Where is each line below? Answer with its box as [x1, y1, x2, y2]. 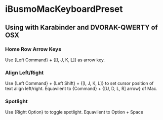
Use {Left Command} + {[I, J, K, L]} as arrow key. [5, 57, 105, 63]
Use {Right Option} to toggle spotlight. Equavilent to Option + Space [5, 109, 143, 115]
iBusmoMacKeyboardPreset [5, 3, 123, 15]
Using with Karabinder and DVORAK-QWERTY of [5, 23, 158, 32]
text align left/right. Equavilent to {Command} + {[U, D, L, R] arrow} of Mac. [5, 85, 158, 92]
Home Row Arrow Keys [5, 45, 62, 52]
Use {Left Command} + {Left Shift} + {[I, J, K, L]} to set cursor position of [5, 80, 154, 86]
